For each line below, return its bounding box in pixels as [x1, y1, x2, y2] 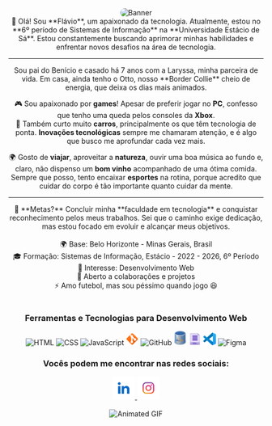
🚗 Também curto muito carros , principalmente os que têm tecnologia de [15, 119, 257, 129]
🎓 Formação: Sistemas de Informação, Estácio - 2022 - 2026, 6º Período [12, 251, 260, 261]
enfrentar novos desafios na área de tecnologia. [56, 42, 216, 52]
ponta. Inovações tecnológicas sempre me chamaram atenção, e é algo [15, 128, 257, 137]
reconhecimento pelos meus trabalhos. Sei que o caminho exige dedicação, [9, 213, 263, 222]
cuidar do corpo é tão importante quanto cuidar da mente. [39, 181, 233, 191]
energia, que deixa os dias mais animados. [65, 82, 207, 92]
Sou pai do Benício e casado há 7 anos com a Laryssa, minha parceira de [13, 65, 259, 75]
